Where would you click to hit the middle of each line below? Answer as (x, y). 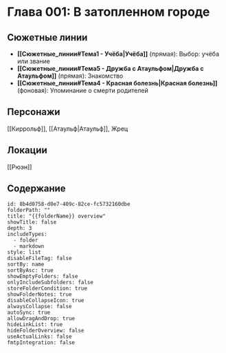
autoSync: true (29, 313)
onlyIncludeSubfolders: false (50, 283)
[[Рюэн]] (20, 167)
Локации (27, 150)
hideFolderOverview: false (46, 331)
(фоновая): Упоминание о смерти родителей (83, 90)
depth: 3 (20, 228)
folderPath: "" (29, 211)
